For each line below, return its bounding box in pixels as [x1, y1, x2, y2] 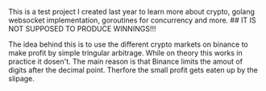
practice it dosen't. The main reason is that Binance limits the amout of [8, 56, 243, 66]
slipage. [8, 74, 35, 83]
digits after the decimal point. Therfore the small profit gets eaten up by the [8, 65, 258, 75]
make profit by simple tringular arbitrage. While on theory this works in [8, 48, 243, 57]
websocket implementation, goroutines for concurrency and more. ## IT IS [8, 15, 256, 25]
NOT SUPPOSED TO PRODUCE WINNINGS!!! [8, 24, 156, 33]
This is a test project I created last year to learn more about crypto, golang [8, 7, 256, 16]
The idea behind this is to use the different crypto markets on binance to [8, 39, 248, 49]
